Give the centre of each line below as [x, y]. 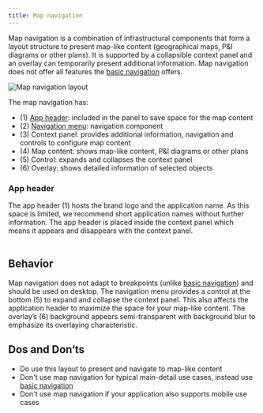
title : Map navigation [45, 15]
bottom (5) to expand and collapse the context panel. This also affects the [128, 299]
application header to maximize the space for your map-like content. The [127, 308]
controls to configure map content [75, 142]
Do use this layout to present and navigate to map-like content [121, 369]
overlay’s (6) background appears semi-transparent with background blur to [132, 316]
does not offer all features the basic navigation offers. [96, 71]
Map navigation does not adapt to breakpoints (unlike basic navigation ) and [131, 283]
